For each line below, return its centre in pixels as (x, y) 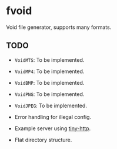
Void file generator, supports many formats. (59, 27)
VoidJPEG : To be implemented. (51, 105)
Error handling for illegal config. (53, 117)
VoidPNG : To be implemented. (49, 94)
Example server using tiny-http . (53, 128)
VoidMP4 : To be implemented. (49, 71)
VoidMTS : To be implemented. (49, 59)
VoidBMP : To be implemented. (49, 82)
